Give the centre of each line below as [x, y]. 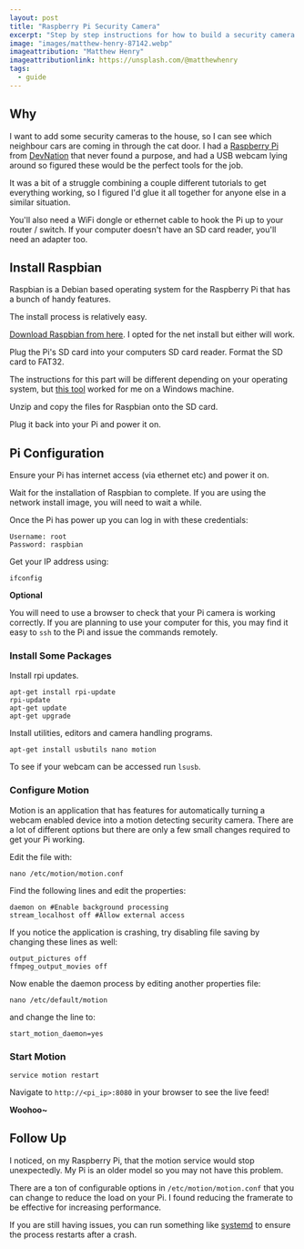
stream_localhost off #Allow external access [97, 915]
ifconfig [26, 578]
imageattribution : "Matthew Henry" [77, 52]
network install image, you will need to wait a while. [106, 503]
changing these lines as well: [64, 942]
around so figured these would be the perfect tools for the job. [127, 165]
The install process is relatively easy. [78, 317]
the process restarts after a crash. [73, 1234]
